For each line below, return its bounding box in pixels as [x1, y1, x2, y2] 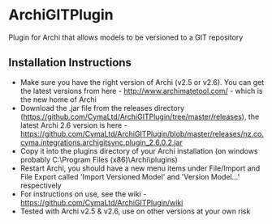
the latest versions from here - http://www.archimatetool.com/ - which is [19, 86, 263, 95]
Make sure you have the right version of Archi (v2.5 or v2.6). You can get [19, 77, 265, 87]
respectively [19, 180, 63, 190]
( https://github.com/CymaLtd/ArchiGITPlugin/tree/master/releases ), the [19, 112, 260, 121]
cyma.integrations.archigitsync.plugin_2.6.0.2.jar [19, 137, 183, 147]
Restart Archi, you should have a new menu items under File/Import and [19, 163, 261, 173]
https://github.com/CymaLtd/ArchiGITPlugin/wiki [19, 197, 183, 207]
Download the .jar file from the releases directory [19, 103, 185, 112]
